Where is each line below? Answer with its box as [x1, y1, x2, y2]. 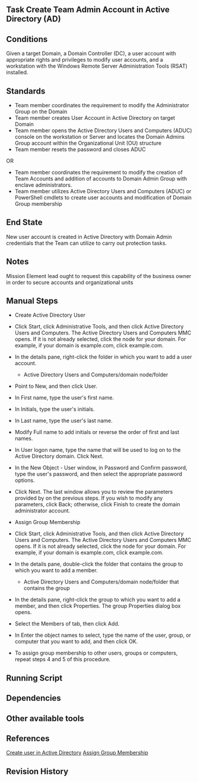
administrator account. [14, 507, 71, 515]
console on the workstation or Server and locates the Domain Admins [14, 133, 185, 141]
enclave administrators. [14, 181, 72, 189]
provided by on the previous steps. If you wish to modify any [14, 494, 163, 502]
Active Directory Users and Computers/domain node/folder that [23, 578, 179, 586]
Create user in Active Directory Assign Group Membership [6, 749, 148, 757]
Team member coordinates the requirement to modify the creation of [14, 169, 183, 176]
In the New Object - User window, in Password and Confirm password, [14, 464, 188, 471]
